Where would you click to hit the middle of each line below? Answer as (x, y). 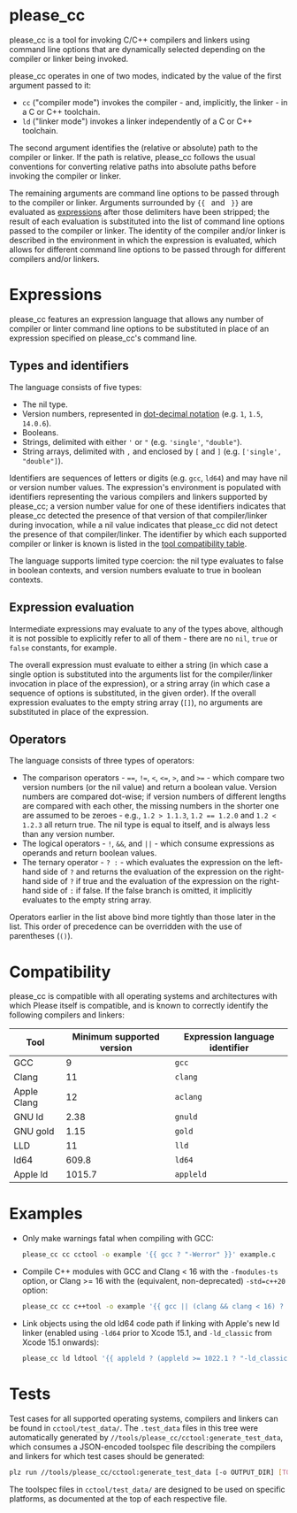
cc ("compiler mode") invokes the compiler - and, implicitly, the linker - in (155, 102)
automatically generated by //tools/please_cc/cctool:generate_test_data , (146, 1437)
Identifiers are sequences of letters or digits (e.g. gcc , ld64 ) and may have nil (148, 478)
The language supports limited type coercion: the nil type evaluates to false (147, 561)
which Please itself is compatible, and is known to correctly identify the (139, 1006)
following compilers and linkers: (67, 1015)
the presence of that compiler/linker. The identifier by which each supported (148, 534)
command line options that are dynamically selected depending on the (137, 49)
